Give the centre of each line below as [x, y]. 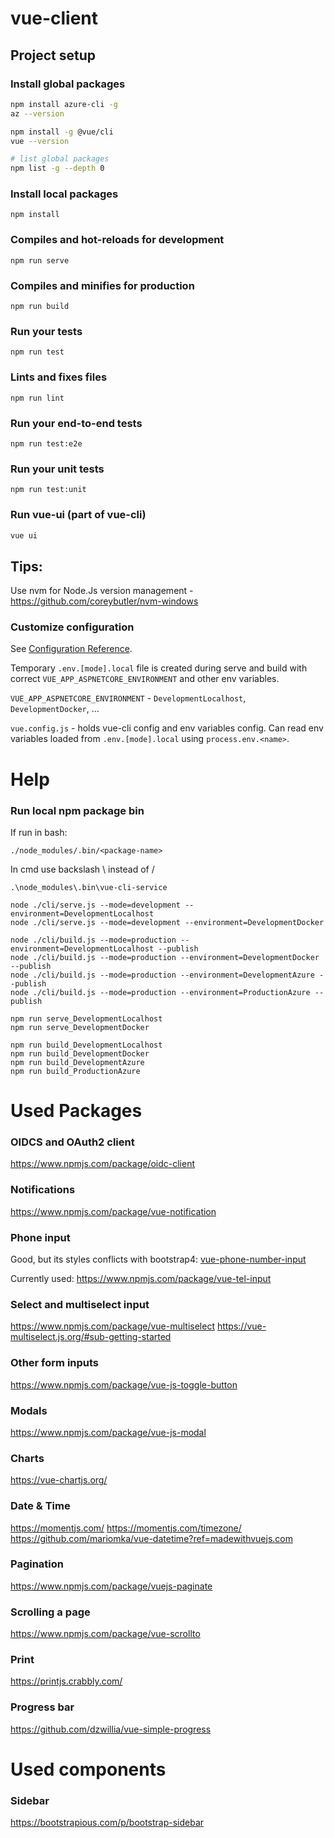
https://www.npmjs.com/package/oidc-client [103, 1164]
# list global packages [60, 159]
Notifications [43, 1190]
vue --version [40, 141]
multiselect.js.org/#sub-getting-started [91, 1337]
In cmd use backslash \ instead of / [82, 869]
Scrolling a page [50, 1612]
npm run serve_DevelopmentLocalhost [86, 1018]
